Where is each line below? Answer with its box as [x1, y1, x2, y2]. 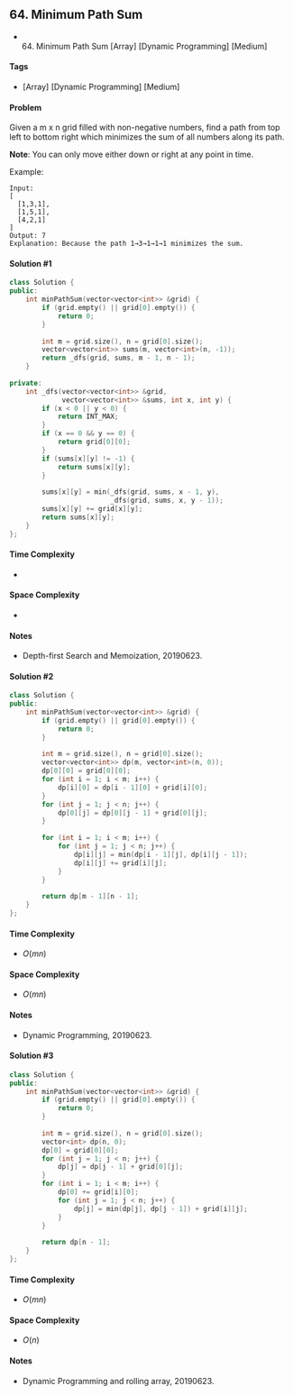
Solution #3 [9, 1050, 54, 1062]
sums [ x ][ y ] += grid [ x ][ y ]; [41, 505, 143, 514]
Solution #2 [9, 670, 54, 681]
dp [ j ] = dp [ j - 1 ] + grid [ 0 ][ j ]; [57, 1162, 184, 1172]
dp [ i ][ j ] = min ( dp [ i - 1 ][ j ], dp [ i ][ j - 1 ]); [73, 850, 248, 859]
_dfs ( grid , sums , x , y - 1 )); [109, 496, 224, 506]
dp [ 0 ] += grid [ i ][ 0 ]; [57, 1188, 140, 1197]
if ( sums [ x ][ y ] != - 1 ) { [41, 454, 135, 463]
